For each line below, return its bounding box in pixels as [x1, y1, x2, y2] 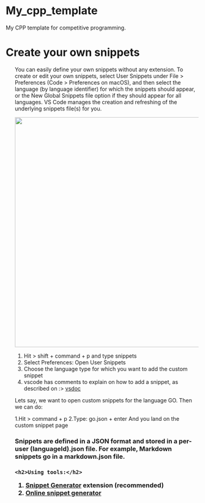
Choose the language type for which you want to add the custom [23, 365, 188, 372]
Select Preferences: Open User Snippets [23, 358, 126, 366]
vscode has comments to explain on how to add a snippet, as [23, 378, 179, 385]
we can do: [14, 403, 43, 410]
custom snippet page [14, 421, 69, 429]
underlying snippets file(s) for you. [14, 105, 102, 112]
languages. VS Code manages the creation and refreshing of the [14, 98, 177, 106]
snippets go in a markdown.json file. [14, 452, 125, 461]
